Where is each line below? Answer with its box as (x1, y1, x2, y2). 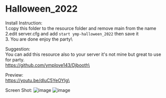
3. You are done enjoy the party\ (5, 36, 73, 42)
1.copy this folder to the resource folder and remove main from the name (5, 25, 156, 31)
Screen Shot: (5, 87, 32, 93)
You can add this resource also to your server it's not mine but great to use (5, 51, 161, 57)
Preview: (5, 72, 24, 78)
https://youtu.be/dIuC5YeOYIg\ (5, 77, 70, 83)
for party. (5, 56, 25, 62)
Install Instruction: (5, 20, 43, 26)
